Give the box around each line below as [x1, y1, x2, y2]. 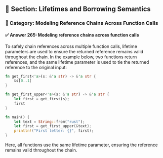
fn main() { [5, 115, 30, 119]
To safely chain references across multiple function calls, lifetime [5, 43, 137, 49]
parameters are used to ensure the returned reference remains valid [5, 48, 144, 54]
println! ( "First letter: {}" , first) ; [14, 128, 94, 133]
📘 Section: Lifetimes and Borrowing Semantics [5, 5, 151, 13]
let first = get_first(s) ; [14, 97, 70, 102]
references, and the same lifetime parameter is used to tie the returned [5, 59, 149, 65]
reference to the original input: [5, 64, 67, 70]
